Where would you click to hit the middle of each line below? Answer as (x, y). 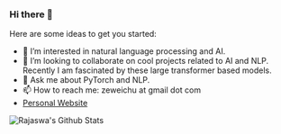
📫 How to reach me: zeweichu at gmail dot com (111, 90)
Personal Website (55, 103)
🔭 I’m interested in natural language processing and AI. (124, 51)
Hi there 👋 (32, 14)
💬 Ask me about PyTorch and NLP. (86, 80)
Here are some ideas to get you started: (83, 34)
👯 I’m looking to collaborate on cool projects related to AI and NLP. (145, 61)
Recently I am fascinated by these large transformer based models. (147, 70)
